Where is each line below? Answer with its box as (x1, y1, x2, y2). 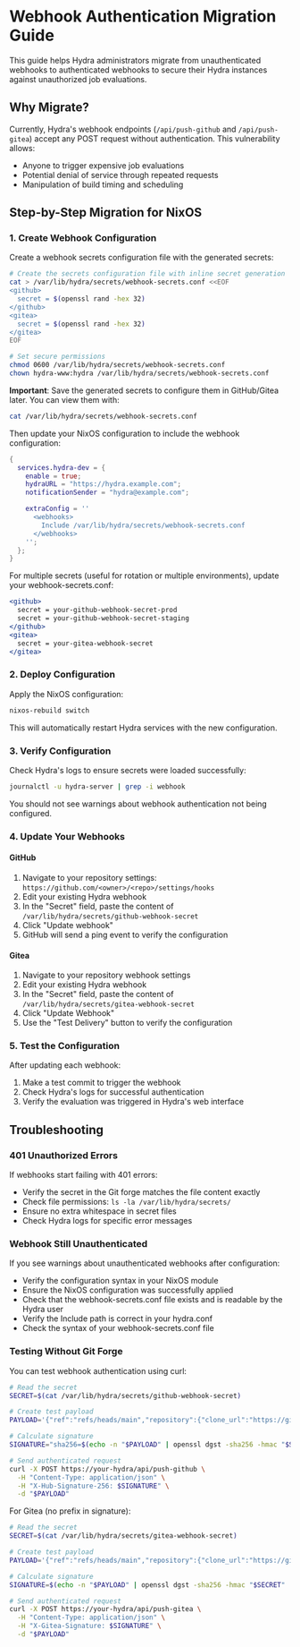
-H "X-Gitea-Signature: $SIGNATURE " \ (17, 1622, 162, 1631)
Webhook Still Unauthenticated (9, 1238, 148, 1250)
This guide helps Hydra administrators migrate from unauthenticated (9, 55, 262, 65)
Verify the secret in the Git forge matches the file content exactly (21, 1187, 261, 1198)
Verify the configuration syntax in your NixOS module (21, 1276, 219, 1286)
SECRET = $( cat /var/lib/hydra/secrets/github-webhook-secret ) (9, 1391, 242, 1400)
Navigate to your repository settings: (21, 872, 157, 883)
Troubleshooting (9, 1122, 104, 1138)
